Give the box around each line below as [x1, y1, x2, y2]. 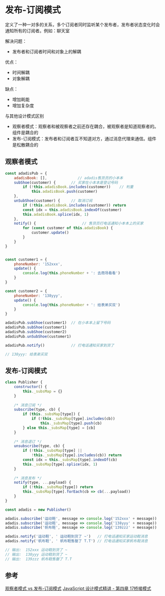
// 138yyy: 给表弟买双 [5, 352, 48, 357]
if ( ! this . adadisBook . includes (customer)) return [23, 203, 126, 207]
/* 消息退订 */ [14, 439, 42, 444]
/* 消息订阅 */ [14, 403, 42, 408]
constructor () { [14, 385, 48, 389]
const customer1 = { [5, 257, 48, 262]
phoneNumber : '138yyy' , [14, 293, 63, 298]
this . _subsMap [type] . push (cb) [40, 421, 102, 426]
